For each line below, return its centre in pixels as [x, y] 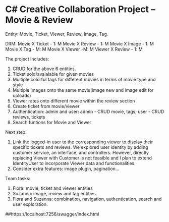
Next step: [16, 132]
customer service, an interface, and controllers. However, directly [80, 152]
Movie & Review [39, 20]
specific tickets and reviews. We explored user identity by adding [80, 147]
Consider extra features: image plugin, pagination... [66, 169]
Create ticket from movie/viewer [46, 106]
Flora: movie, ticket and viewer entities [53, 188]
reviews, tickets [29, 117]
